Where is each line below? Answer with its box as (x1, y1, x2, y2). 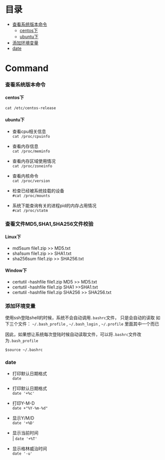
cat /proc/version (12, 178, 50, 184)
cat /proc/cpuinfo (12, 134, 50, 139)
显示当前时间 (12, 430, 38, 436)
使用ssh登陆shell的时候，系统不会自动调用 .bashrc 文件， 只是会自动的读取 (5, 315, 155, 321)
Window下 (5, 267, 27, 274)
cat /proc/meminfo (12, 149, 50, 154)
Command (5, 63, 49, 74)
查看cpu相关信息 (12, 128, 46, 134)
